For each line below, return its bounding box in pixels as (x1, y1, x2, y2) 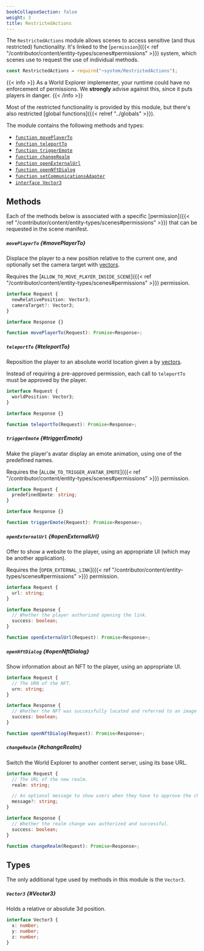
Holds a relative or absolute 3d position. (6, 905, 106, 913)
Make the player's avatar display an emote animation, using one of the (6, 450, 182, 457)
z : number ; (12, 933, 39, 940)
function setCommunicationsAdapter (15, 174, 106, 180)
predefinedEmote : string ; (12, 492, 78, 498)
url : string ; (12, 590, 45, 596)
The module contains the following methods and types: (6, 122, 144, 129)
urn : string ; (12, 686, 45, 692)
